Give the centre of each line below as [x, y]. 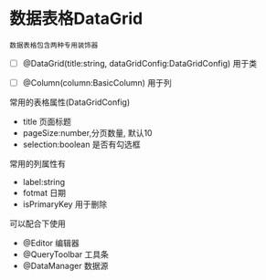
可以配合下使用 [37, 223]
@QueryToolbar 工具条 [66, 254]
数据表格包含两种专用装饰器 [54, 45]
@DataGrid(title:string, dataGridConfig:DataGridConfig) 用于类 [140, 63]
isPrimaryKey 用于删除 [65, 204]
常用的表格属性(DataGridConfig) [70, 102]
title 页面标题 [47, 122]
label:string [44, 182]
